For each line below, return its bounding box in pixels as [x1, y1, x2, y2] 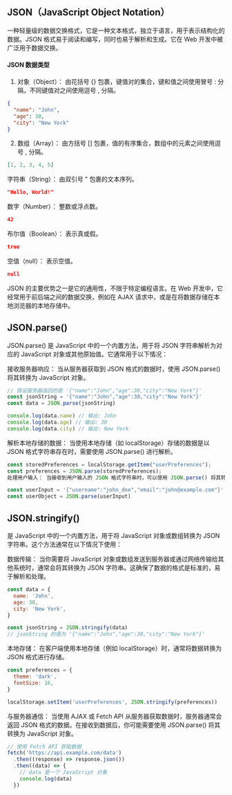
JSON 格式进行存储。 [7, 653, 68, 661]
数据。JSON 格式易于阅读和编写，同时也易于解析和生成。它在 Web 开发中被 [7, 35, 223, 43]
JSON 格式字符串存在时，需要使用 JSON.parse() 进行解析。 [7, 447, 177, 455]
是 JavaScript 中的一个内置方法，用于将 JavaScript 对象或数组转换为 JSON [7, 532, 220, 540]
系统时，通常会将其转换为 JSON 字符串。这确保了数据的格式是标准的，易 [12, 564, 221, 572]
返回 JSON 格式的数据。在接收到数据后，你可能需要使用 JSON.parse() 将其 [7, 720, 221, 729]
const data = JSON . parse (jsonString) [7, 400, 116, 407]
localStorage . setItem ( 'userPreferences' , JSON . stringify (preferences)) [7, 699, 217, 706]
